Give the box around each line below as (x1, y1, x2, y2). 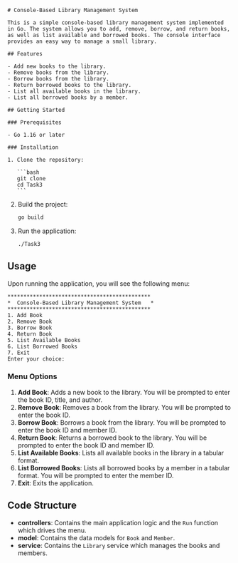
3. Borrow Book (7, 324, 53, 331)
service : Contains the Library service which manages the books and (17, 541, 220, 549)
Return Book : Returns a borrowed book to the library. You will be (17, 433, 207, 442)
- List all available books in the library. (7, 88, 141, 95)
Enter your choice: (7, 355, 65, 363)
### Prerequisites (7, 119, 62, 126)
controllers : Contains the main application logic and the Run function (17, 518, 219, 527)
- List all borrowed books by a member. (7, 94, 129, 101)
